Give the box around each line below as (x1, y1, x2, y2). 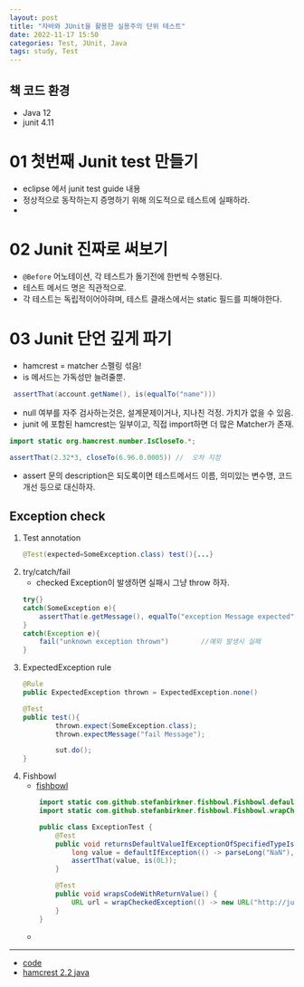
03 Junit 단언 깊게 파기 (9, 329, 173, 349)
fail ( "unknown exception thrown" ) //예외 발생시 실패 (39, 637, 261, 647)
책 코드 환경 (9, 82, 71, 98)
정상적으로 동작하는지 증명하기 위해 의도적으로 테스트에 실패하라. (22, 194, 251, 205)
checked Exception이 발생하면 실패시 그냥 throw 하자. (35, 577, 230, 589)
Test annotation (22, 532, 81, 543)
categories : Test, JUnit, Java (9, 38, 128, 48)
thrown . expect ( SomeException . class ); (55, 721, 197, 730)
